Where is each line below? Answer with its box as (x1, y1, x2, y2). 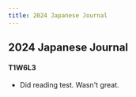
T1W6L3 (8, 62, 36, 72)
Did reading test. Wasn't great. (19, 80, 120, 90)
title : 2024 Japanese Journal (8, 11, 108, 20)
